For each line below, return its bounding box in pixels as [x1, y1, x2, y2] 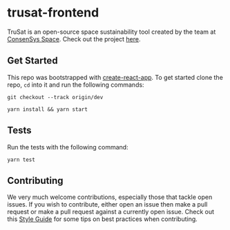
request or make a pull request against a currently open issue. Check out [7, 208, 215, 216]
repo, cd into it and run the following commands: [7, 81, 144, 89]
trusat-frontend [7, 5, 99, 21]
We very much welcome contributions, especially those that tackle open [7, 193, 213, 201]
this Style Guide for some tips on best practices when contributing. [7, 215, 198, 223]
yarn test [7, 156, 36, 163]
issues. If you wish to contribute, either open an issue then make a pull [7, 200, 208, 209]
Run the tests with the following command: [7, 143, 129, 151]
